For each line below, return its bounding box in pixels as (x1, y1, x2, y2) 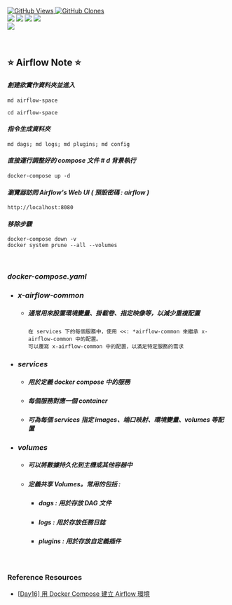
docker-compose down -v (7, 236, 77, 243)
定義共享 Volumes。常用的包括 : (27, 479, 121, 488)
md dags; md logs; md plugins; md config (7, 140, 130, 147)
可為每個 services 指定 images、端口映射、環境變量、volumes (27, 415, 210, 424)
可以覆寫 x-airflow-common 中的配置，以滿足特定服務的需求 (27, 343, 184, 350)
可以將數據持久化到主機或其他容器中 (27, 460, 133, 470)
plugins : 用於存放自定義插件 (38, 537, 121, 545)
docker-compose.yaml (7, 272, 87, 281)
